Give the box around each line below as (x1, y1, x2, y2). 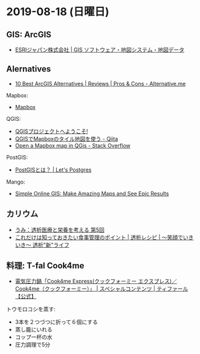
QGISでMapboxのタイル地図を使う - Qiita (15, 135, 118, 142)
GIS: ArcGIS (6, 29, 51, 39)
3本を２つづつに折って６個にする (15, 318, 98, 326)
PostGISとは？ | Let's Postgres (15, 166, 92, 173)
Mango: (6, 178, 25, 185)
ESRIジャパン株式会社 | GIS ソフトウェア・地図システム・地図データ (15, 46, 185, 53)
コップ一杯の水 (15, 333, 53, 341)
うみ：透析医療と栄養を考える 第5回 (15, 226, 105, 233)
